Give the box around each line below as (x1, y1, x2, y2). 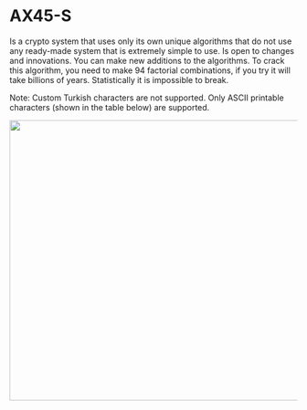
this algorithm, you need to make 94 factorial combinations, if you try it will (9, 65, 291, 76)
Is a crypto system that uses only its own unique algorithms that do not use (9, 36, 292, 47)
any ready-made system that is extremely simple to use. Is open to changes (9, 45, 295, 56)
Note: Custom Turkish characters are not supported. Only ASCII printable (9, 92, 285, 103)
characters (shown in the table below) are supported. (9, 101, 210, 112)
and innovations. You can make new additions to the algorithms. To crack (9, 55, 285, 66)
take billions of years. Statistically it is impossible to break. (9, 74, 229, 85)
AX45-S (9, 5, 72, 26)
